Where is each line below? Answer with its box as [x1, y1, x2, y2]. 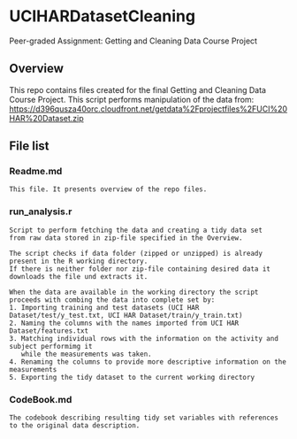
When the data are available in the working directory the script [9, 288, 259, 297]
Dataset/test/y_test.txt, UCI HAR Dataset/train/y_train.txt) [9, 311, 243, 320]
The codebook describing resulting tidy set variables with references [9, 413, 278, 422]
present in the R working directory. [9, 257, 148, 266]
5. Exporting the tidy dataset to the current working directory [9, 373, 255, 381]
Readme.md [9, 166, 63, 178]
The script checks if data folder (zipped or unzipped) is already [9, 249, 263, 258]
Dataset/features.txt [9, 326, 89, 335]
